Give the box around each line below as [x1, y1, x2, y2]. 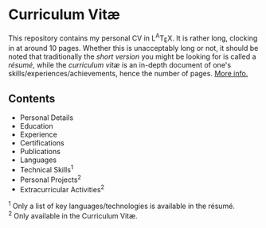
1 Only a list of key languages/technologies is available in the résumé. [8, 200, 235, 211]
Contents [8, 91, 56, 105]
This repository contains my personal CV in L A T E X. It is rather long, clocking [8, 32, 258, 44]
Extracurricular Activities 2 [19, 183, 105, 194]
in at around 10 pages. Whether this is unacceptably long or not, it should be [8, 44, 259, 53]
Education [19, 122, 53, 131]
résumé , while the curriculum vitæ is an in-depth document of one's [8, 60, 232, 70]
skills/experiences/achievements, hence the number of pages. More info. [8, 69, 248, 79]
